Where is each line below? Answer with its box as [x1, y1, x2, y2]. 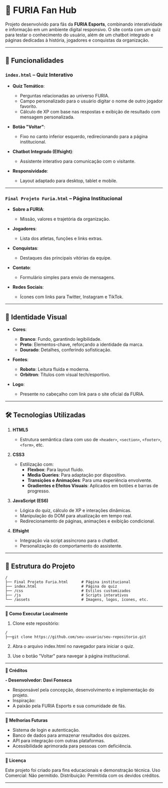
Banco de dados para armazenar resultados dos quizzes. [12, 732, 130, 738]
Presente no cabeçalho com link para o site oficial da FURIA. [19, 391, 145, 397]
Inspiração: [12, 698, 36, 704]
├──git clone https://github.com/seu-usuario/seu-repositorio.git [5, 634, 146, 639]
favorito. [19, 103, 37, 109]
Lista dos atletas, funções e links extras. [19, 235, 103, 241]
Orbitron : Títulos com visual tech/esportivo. [19, 371, 110, 377]
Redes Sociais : [12, 284, 44, 290]
